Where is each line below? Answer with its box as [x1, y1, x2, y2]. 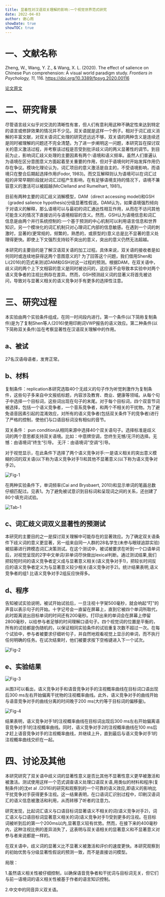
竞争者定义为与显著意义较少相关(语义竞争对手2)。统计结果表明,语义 [22, 564, 159, 570]
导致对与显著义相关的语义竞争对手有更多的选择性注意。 [13, 278, 126, 283]
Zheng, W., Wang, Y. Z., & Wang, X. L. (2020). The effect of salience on [5, 65, 149, 71]
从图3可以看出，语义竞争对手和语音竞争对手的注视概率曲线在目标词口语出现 [5, 686, 159, 691]
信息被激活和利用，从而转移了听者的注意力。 [22, 797, 113, 803]
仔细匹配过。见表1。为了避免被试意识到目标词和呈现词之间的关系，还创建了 [5, 488, 158, 494]
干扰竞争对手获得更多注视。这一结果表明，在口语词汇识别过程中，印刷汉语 [5, 791, 156, 797]
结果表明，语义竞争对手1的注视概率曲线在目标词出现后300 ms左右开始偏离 [5, 718, 156, 724]
